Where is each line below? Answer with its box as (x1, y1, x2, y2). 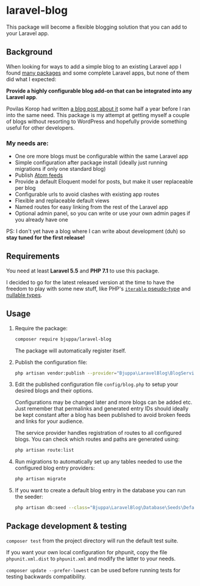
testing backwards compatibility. (6, 573, 87, 580)
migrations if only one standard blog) (14, 165, 106, 173)
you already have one (14, 216, 69, 223)
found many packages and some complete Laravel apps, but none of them (6, 69, 189, 76)
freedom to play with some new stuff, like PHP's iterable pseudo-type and (6, 285, 191, 292)
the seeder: (14, 493, 44, 501)
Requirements (6, 251, 60, 262)
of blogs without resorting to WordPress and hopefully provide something (6, 118, 187, 125)
